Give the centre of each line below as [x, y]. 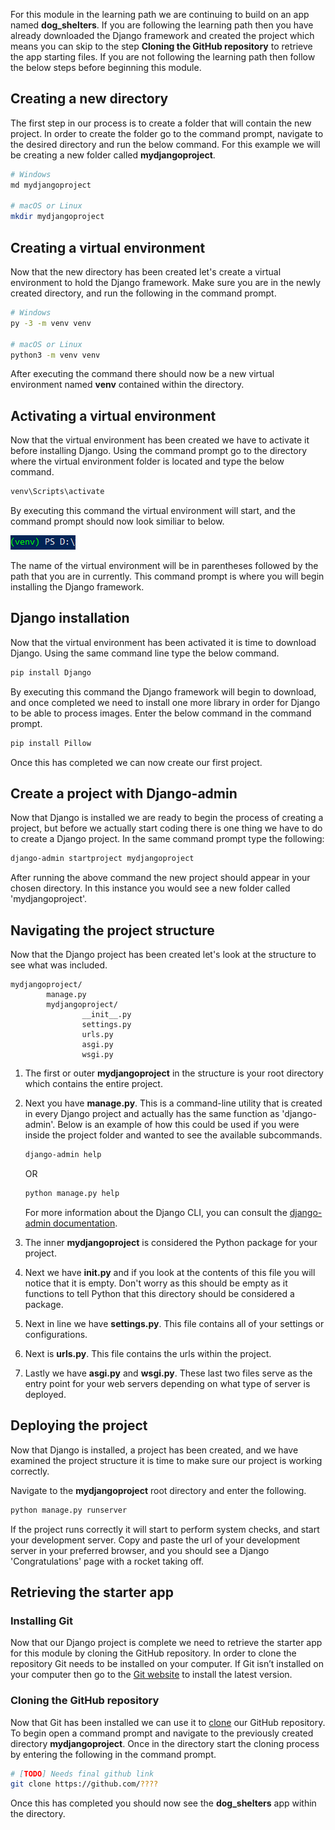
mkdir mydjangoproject [57, 217]
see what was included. [59, 965]
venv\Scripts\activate [57, 492]
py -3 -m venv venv [51, 323]
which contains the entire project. [93, 1084]
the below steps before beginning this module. [106, 67]
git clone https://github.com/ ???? [84, 1784]
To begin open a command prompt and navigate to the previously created [162, 1733]
